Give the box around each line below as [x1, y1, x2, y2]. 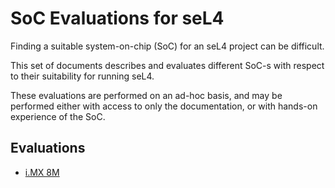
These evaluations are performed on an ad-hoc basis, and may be [10, 89, 283, 101]
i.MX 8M [24, 166, 60, 178]
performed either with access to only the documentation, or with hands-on [10, 100, 318, 112]
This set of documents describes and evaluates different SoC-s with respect [10, 59, 325, 71]
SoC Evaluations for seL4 [10, 7, 225, 30]
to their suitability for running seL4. [10, 70, 155, 82]
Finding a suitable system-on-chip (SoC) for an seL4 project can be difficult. [10, 40, 325, 52]
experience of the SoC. [10, 110, 106, 122]
